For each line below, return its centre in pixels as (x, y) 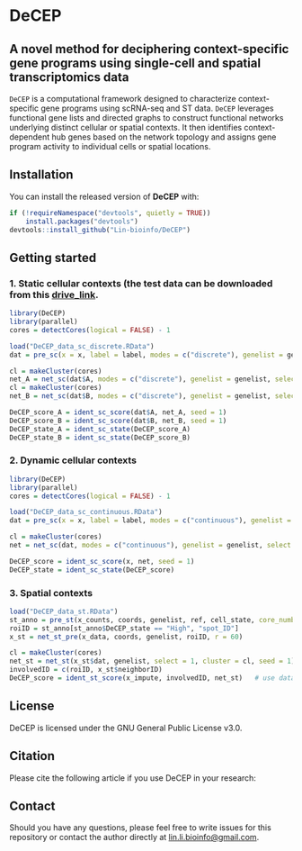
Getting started (53, 258)
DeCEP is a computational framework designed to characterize (123, 99)
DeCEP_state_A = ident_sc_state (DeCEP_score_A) (100, 429)
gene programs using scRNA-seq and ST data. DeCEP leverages (157, 108)
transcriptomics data (69, 77)
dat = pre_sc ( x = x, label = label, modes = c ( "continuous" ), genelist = (151, 521)
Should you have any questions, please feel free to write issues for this (140, 828)
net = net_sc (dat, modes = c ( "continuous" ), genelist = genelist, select (151, 546)
